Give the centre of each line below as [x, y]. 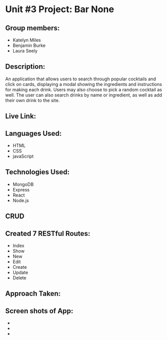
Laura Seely [25, 51]
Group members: [32, 28]
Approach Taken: [33, 294]
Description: [25, 67]
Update [20, 273]
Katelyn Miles [27, 40]
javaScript [23, 156]
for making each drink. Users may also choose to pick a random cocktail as [84, 89]
